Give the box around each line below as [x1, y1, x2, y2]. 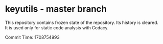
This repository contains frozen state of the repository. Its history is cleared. [5, 20, 158, 25]
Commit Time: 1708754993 [5, 34, 60, 40]
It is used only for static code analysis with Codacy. [5, 24, 109, 30]
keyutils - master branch [5, 3, 107, 15]
